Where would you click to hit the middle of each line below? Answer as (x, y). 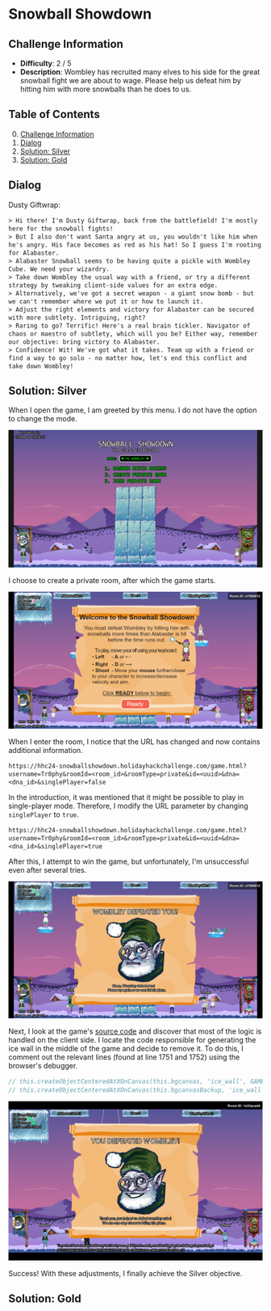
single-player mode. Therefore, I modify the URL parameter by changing (128, 806)
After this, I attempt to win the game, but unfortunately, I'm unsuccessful (129, 861)
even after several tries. (48, 869)
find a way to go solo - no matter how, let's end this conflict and (128, 358)
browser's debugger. (43, 1066)
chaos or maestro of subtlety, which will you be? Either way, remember (133, 334)
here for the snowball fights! (61, 228)
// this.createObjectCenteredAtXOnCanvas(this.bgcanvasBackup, (117, 1090)
